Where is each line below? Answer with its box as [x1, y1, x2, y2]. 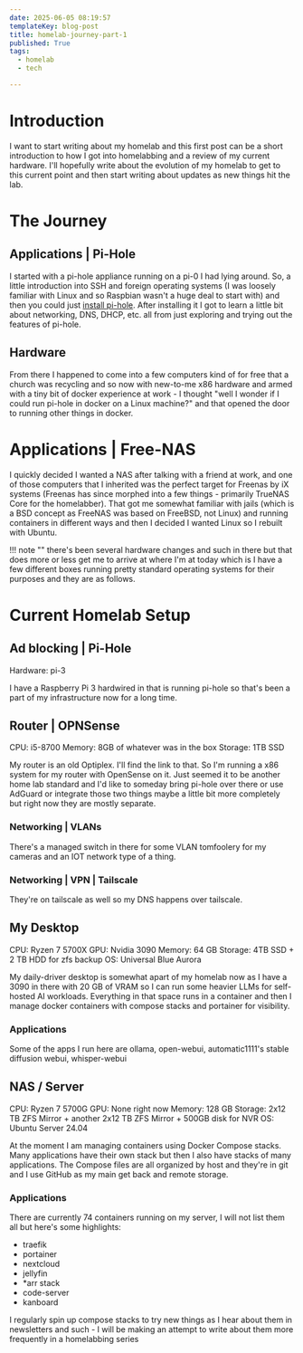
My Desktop [9, 920, 80, 936]
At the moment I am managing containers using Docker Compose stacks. [9, 1139, 282, 1150]
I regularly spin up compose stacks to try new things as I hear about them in [9, 1314, 292, 1326]
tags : [9, 47, 30, 56]
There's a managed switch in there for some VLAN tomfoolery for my [9, 841, 267, 852]
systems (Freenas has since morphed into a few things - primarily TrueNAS [9, 488, 289, 499]
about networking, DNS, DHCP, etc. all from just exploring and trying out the [9, 309, 293, 319]
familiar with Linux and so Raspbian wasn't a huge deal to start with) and [9, 290, 280, 300]
